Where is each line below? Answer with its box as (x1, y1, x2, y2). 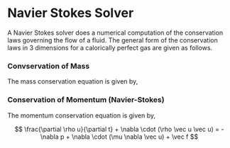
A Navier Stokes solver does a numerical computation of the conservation (7, 28, 224, 37)
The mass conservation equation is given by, (7, 77, 138, 86)
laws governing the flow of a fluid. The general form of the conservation (7, 35, 218, 44)
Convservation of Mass (7, 61, 90, 71)
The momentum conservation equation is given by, (7, 111, 156, 120)
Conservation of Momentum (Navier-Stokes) (7, 95, 165, 105)
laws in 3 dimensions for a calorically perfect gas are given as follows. (7, 43, 213, 52)
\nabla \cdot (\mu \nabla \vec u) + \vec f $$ (71, 132, 199, 141)
